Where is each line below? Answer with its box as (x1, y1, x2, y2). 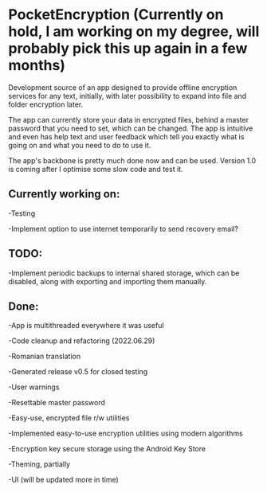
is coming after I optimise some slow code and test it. (8, 164, 183, 174)
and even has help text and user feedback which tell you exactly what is (8, 131, 245, 141)
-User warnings (8, 382, 60, 392)
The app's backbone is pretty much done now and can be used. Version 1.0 (8, 155, 257, 165)
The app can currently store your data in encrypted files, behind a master (8, 115, 249, 124)
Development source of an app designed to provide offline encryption (8, 82, 238, 92)
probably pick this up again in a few (8, 40, 248, 57)
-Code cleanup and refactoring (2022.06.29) (8, 336, 155, 346)
